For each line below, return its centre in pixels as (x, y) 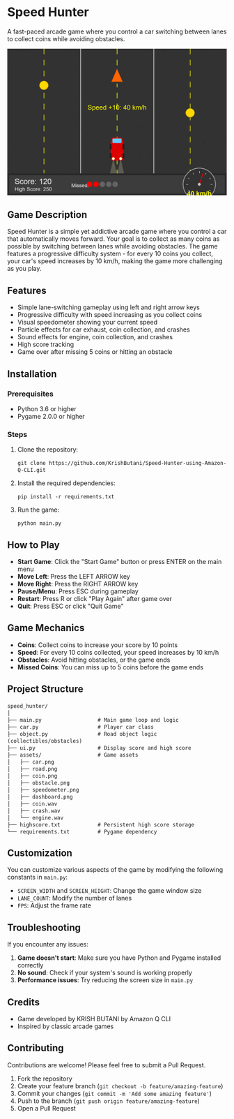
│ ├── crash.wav (34, 810)
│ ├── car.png (31, 762)
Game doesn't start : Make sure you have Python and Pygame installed (119, 958)
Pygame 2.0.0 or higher (51, 416)
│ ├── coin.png (32, 776)
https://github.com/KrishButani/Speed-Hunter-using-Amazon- (138, 464)
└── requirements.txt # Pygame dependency (82, 831)
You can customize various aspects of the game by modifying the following (115, 870)
